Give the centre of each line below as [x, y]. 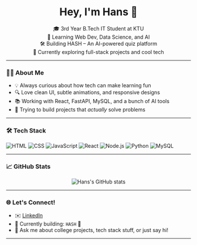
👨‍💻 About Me [25, 73]
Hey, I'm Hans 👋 [98, 12]
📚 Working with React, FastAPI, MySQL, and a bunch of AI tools [92, 101]
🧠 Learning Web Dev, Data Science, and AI [98, 37]
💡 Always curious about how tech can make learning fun [83, 86]
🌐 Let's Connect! [31, 202]
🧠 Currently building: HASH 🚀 [48, 224]
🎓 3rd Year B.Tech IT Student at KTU [98, 28]
